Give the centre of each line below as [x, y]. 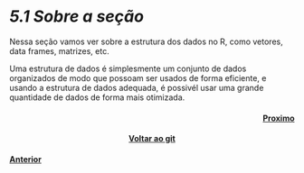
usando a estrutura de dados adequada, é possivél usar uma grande [137, 87]
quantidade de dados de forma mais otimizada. [97, 97]
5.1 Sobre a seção [77, 17]
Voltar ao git [152, 139]
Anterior [26, 159]
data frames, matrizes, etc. [60, 50]
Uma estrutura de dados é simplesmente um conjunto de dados [128, 68]
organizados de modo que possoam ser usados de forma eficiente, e [138, 77]
